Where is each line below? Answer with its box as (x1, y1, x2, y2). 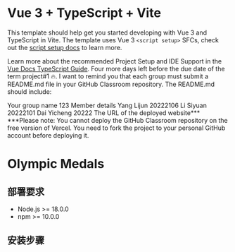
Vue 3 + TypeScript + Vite (7, 5, 162, 21)
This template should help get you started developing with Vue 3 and (7, 28, 208, 37)
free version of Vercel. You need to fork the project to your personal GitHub (7, 124, 226, 132)
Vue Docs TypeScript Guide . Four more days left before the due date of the (7, 64, 225, 73)
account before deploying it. (7, 131, 89, 139)
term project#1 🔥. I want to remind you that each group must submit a (7, 72, 209, 80)
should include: (7, 87, 52, 96)
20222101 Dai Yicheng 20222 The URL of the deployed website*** (7, 108, 201, 117)
